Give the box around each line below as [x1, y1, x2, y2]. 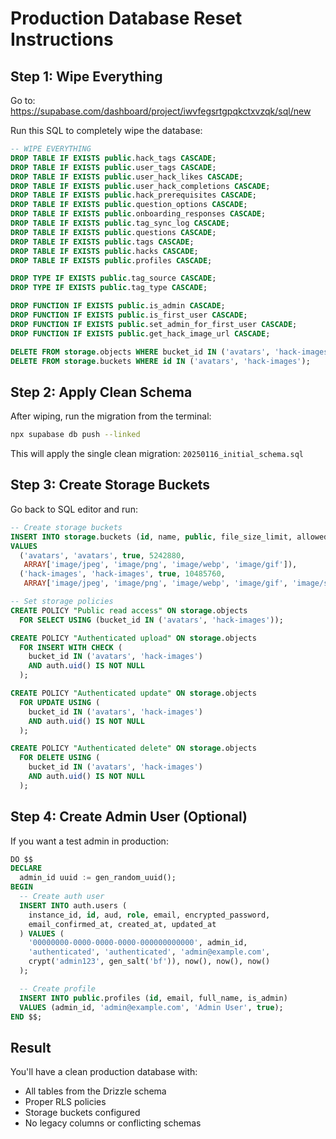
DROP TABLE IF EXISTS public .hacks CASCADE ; [10, 246, 199, 256]
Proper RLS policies [24, 1096, 107, 1108]
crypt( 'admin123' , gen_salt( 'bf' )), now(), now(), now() [28, 957, 271, 967]
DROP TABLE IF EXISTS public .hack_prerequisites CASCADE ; [10, 190, 257, 201]
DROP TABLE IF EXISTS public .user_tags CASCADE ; [10, 162, 217, 172]
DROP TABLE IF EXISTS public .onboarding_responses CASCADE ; [10, 209, 267, 219]
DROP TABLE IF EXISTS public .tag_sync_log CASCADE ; [10, 218, 230, 228]
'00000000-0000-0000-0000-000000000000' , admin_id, [28, 938, 248, 948]
